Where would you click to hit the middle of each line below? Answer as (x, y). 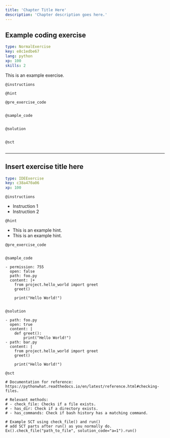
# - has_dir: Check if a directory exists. (52, 409)
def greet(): (28, 334)
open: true (21, 325)
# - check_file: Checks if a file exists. (51, 404)
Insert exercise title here (44, 167)
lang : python (19, 56)
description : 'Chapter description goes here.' (56, 15)
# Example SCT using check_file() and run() (53, 422)
